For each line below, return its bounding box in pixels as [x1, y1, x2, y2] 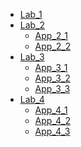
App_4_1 [34, 104, 68, 116]
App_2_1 [34, 30, 68, 41]
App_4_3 [34, 125, 71, 137]
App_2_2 [34, 40, 72, 52]
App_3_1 [34, 62, 68, 73]
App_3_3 [34, 83, 71, 94]
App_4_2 [34, 115, 71, 126]
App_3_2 [34, 72, 71, 84]
